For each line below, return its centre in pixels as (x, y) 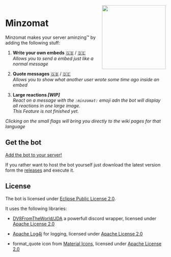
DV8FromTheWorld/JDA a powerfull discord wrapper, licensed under (84, 218)
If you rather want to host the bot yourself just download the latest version (83, 165)
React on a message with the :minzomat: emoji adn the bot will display (87, 100)
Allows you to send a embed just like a (53, 58)
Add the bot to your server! (34, 155)
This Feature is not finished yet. (46, 111)
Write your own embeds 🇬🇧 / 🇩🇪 (49, 53)
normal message (30, 64)
